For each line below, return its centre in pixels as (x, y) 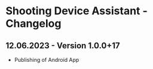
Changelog (33, 23)
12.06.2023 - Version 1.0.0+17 (63, 46)
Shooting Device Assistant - (76, 11)
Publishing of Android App (47, 60)
